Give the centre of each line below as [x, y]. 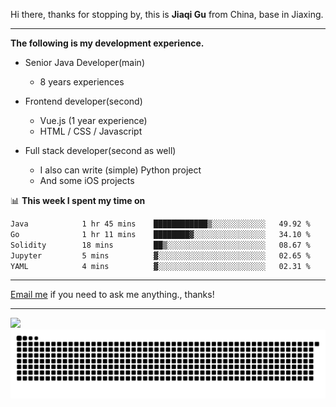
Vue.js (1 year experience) [93, 120]
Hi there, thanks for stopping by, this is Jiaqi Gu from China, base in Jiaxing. [167, 14]
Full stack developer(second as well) [100, 150]
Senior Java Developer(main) [84, 62]
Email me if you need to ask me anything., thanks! [112, 295]
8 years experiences [82, 82]
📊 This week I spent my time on [78, 200]
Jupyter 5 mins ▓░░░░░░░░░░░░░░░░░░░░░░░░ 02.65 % [160, 255]
